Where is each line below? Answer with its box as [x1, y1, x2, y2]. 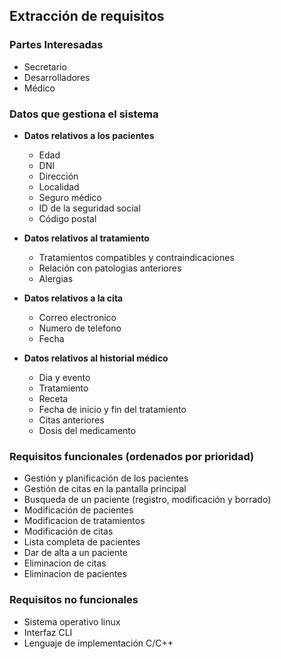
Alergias [38, 272, 74, 284]
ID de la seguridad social [38, 202, 141, 214]
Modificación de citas [23, 525, 114, 538]
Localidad [38, 180, 80, 193]
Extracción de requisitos [9, 8, 165, 25]
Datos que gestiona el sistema [9, 107, 159, 121]
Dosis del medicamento [38, 424, 137, 436]
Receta [38, 392, 69, 404]
